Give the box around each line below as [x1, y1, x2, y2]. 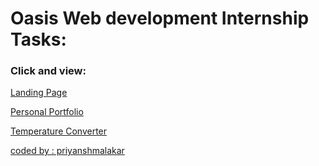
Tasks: [10, 28, 67, 51]
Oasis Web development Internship [10, 7, 310, 30]
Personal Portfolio [10, 106, 84, 118]
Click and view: [10, 64, 87, 78]
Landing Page [10, 87, 68, 99]
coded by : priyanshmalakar [10, 145, 125, 157]
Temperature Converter [10, 125, 108, 137]
